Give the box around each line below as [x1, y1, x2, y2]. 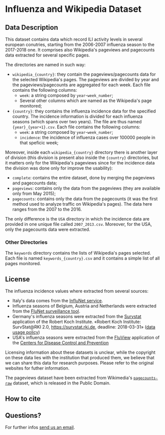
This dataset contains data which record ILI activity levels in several [5, 36, 143, 42]
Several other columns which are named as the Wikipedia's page [19, 98, 152, 104]
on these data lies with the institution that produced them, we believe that [5, 355, 155, 361]
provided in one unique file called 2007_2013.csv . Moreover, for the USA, [5, 221, 152, 227]
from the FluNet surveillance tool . [12, 308, 81, 314]
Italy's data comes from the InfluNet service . [12, 298, 103, 304]
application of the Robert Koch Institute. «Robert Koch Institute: [12, 319, 141, 325]
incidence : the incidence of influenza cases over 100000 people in [19, 135, 156, 140]
